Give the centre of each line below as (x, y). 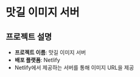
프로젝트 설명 (29, 37)
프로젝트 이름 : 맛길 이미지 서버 (50, 52)
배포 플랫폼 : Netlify (37, 60)
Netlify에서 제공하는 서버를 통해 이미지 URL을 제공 (74, 68)
